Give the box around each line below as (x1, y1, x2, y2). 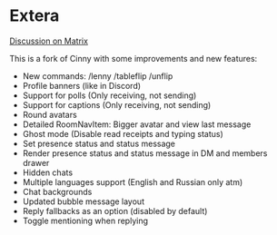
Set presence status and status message (22, 138, 175, 149)
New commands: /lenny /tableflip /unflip (22, 70, 173, 82)
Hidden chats (22, 167, 74, 178)
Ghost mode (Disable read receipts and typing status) (22, 128, 224, 139)
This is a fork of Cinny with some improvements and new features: (9, 53, 258, 64)
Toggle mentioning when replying (22, 215, 148, 226)
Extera (9, 5, 60, 26)
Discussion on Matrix (9, 35, 89, 46)
